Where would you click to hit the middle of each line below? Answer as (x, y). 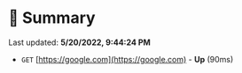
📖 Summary (52, 18)
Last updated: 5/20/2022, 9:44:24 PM (80, 42)
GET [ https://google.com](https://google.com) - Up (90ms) (127, 59)
